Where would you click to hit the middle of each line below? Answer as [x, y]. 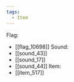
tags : [13, 12]
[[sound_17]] [30, 60]
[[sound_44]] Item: [38, 66]
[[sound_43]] [31, 53]
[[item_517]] [29, 72]
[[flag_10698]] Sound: [42, 47]
